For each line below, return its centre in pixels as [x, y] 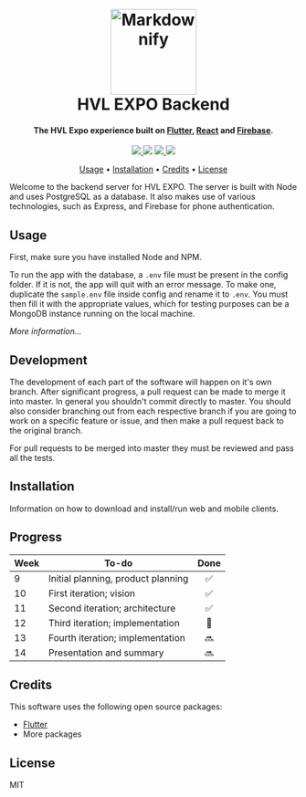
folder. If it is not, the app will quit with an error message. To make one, [143, 285]
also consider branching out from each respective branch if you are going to [153, 411]
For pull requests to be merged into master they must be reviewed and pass [152, 448]
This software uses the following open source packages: [116, 707]
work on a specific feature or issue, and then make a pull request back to [147, 421]
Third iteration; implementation [114, 623]
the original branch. [46, 431]
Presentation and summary [106, 653]
